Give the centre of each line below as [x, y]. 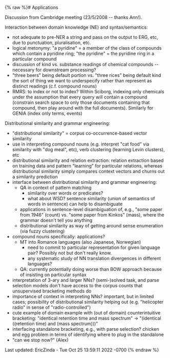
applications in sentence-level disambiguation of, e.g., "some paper [91, 209]
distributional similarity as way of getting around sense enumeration [91, 226]
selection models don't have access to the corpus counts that [77, 286]
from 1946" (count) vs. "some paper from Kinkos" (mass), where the [92, 215]
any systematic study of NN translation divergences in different [94, 258]
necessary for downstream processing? [54, 70]
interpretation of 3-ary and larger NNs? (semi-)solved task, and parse [86, 280]
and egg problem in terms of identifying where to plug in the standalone [88, 334]
